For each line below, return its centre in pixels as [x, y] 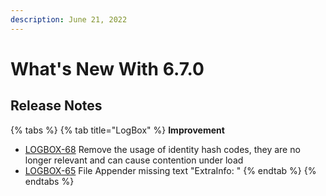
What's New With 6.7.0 [107, 68]
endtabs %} [49, 181]
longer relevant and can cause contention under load [134, 160]
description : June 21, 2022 [69, 19]
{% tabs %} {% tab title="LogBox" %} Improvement [117, 130]
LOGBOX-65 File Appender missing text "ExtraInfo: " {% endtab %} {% [170, 170]
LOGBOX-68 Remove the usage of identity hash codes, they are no [162, 149]
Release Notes [56, 106]
